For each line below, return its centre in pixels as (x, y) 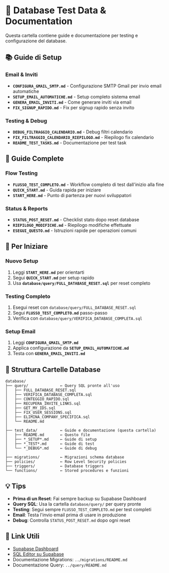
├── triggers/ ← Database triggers (54, 466)
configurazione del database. (36, 41)
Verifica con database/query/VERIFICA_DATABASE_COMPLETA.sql (77, 318)
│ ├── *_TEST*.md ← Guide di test (50, 444)
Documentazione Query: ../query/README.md (59, 565)
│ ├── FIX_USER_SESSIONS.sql (39, 413)
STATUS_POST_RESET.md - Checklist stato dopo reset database (76, 220)
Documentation (39, 21)
